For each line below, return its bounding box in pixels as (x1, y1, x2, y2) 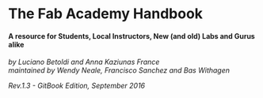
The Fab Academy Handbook (8, 5, 204, 23)
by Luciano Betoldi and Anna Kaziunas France (8, 57, 160, 67)
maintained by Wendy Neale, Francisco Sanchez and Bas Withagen (8, 66, 231, 75)
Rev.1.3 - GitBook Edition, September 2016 (8, 81, 146, 91)
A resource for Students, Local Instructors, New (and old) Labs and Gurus (8, 31, 255, 40)
